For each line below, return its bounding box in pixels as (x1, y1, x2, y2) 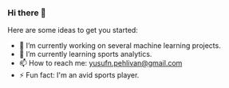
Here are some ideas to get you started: (7, 26, 139, 35)
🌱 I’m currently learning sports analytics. (18, 50, 152, 59)
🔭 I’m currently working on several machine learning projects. (18, 41, 221, 50)
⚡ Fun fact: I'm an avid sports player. (18, 70, 140, 80)
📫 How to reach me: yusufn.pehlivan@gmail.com (18, 58, 183, 68)
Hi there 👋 (7, 7, 47, 18)
